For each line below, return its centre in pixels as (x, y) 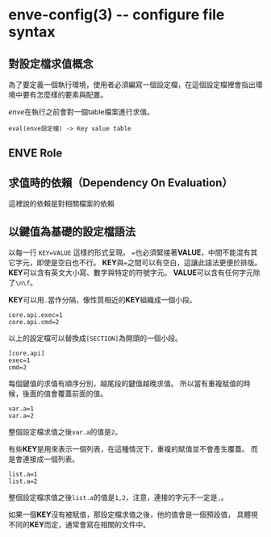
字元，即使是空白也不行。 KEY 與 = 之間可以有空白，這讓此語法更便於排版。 (138, 263)
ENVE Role (35, 154)
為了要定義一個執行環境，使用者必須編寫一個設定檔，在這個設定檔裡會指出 (132, 85)
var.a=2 (21, 416)
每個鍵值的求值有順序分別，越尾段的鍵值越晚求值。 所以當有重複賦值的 (126, 384)
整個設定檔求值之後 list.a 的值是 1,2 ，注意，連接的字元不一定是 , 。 (118, 497)
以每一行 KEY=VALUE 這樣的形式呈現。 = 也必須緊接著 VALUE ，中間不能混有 (129, 252)
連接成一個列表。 (50, 459)
